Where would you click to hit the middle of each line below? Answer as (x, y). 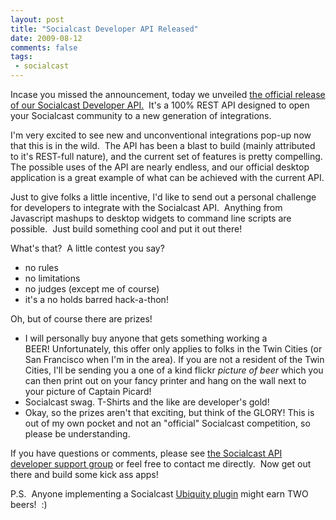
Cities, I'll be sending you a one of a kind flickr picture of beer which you (174, 370)
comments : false (44, 47)
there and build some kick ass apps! (84, 474)
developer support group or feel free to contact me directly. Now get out (161, 464)
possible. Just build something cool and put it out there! (126, 229)
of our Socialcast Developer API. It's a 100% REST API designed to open (160, 105)
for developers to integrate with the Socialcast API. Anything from (146, 207)
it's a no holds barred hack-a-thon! (96, 299)
